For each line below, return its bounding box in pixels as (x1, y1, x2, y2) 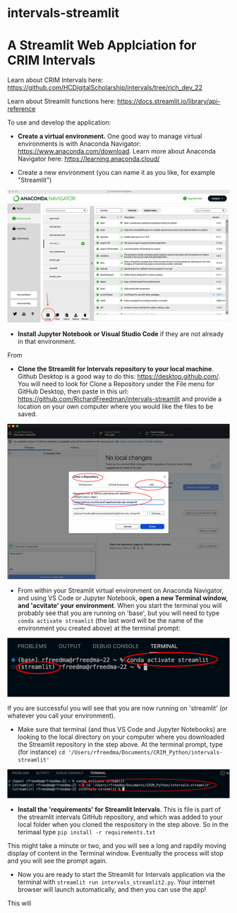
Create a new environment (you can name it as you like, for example (17, 168, 216, 177)
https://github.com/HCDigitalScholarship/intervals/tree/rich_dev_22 (7, 84, 203, 92)
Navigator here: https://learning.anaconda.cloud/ (17, 154, 160, 163)
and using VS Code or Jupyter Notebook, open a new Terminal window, (17, 594, 228, 602)
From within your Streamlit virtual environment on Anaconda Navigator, (17, 586, 224, 595)
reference (7, 105, 36, 113)
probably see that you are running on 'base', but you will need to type (17, 609, 220, 617)
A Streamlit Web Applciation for (7, 38, 197, 54)
